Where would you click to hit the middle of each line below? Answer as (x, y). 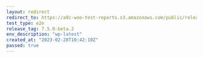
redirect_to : (23, 18)
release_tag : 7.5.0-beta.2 (40, 29)
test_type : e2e (25, 23)
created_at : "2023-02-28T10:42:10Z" (52, 40)
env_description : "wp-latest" (44, 34)
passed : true (23, 46)
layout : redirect (28, 12)
